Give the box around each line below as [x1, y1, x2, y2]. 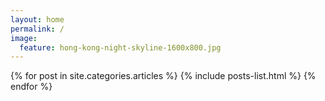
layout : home [10, 14, 65, 25]
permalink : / [10, 24, 65, 34]
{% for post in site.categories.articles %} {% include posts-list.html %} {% [10, 70, 317, 82]
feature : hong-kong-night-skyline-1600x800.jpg [19, 42, 222, 53]
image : [10, 33, 38, 43]
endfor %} [10, 81, 53, 93]
